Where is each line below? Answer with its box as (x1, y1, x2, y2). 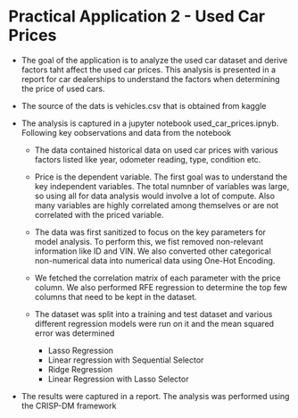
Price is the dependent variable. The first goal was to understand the (34, 171, 287, 182)
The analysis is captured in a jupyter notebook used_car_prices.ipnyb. (21, 118, 279, 129)
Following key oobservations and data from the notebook (21, 127, 232, 138)
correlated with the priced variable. (34, 209, 164, 220)
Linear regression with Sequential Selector (47, 355, 204, 365)
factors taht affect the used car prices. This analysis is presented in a (21, 64, 277, 75)
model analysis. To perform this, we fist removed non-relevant (34, 236, 264, 247)
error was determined (34, 328, 115, 339)
